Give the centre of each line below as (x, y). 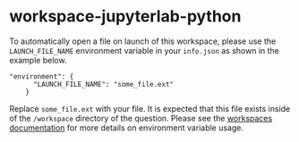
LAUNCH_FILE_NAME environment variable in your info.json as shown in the (145, 50)
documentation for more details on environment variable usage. (127, 128)
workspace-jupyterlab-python (125, 17)
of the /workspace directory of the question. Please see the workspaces (141, 118)
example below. (38, 60)
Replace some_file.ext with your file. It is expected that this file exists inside (150, 108)
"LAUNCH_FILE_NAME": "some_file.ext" (103, 84)
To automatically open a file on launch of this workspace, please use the (143, 41)
